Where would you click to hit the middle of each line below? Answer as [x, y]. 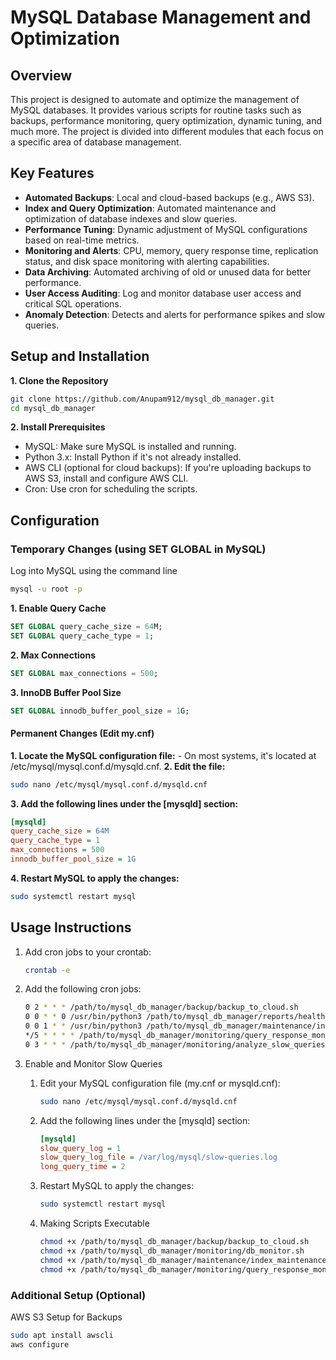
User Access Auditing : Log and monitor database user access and [163, 293]
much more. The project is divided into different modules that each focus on [167, 131]
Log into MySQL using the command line [94, 571]
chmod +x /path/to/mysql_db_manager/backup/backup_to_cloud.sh [174, 1242]
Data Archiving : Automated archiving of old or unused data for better [168, 272]
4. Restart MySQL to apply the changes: [95, 878]
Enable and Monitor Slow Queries [93, 1063]
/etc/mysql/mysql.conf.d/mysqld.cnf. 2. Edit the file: [118, 766]
